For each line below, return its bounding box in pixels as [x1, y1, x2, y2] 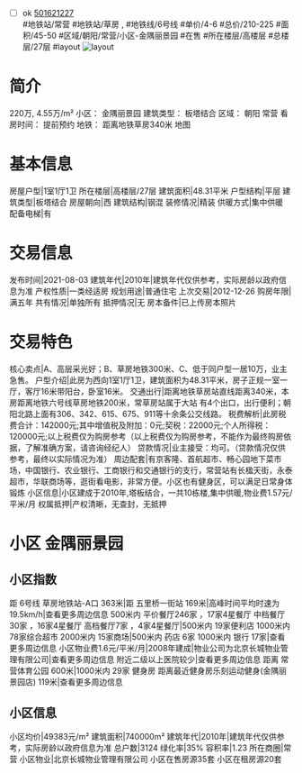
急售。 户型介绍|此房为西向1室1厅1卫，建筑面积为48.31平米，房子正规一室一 [9, 374, 289, 386]
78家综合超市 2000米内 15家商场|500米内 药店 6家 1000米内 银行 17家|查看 [9, 631, 286, 642]
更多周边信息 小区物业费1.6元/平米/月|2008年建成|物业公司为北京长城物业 [9, 642, 281, 653]
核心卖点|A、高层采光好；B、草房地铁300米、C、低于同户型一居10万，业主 [9, 363, 288, 374]
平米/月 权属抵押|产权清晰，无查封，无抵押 [9, 498, 167, 509]
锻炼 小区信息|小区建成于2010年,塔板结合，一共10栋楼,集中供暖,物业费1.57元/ [9, 487, 293, 498]
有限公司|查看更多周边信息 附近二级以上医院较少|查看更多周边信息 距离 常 [16, 653, 289, 665]
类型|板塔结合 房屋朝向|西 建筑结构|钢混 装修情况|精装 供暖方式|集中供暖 [16, 196, 284, 207]
